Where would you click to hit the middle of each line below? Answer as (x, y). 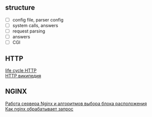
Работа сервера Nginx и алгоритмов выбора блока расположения (76, 103)
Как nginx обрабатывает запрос (39, 108)
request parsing (29, 31)
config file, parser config (38, 19)
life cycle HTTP (21, 70)
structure (20, 8)
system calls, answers (35, 25)
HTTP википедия (23, 75)
